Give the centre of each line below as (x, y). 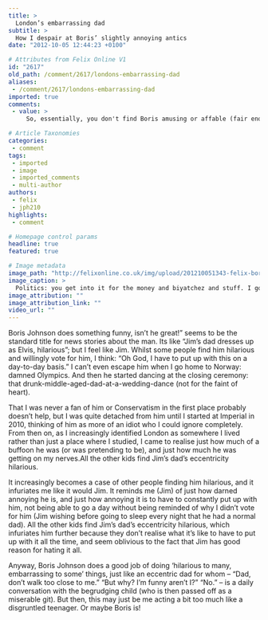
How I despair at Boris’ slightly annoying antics (101, 38)
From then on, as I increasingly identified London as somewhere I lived (124, 433)
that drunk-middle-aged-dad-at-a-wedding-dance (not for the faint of (123, 384)
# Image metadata (37, 266)
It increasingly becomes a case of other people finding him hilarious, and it (131, 482)
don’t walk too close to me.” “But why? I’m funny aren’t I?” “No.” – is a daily (131, 583)
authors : (23, 193)
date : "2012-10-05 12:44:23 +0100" (67, 45)
